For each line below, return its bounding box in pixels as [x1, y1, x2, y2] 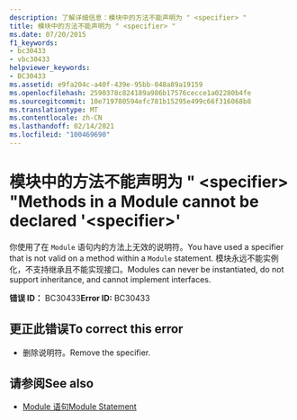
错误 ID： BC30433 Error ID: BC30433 [9, 292, 150, 303]
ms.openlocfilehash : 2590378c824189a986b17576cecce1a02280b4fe [9, 88, 252, 97]
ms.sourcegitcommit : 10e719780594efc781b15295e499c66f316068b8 [9, 96, 252, 106]
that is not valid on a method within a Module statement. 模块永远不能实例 [9, 253, 279, 264]
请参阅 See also [9, 376, 94, 391]
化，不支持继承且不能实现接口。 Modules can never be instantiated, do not [9, 264, 284, 274]
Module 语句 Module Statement [22, 401, 137, 412]
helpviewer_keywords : [9, 64, 91, 73]
